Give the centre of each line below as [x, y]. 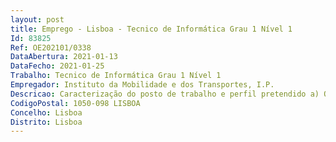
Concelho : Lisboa [46, 112]
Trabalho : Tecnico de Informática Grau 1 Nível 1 [116, 76]
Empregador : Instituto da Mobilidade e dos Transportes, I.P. [142, 85]
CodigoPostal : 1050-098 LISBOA [75, 103]
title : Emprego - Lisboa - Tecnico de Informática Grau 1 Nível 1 [151, 29]
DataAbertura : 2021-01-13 [64, 57]
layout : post [37, 19]
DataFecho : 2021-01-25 [57, 66]
